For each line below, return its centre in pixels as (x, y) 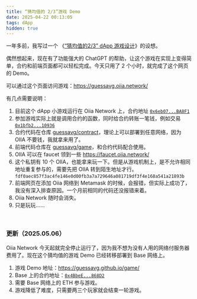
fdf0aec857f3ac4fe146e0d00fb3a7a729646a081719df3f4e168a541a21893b (99, 176)
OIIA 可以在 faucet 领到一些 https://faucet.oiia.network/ (82, 154)
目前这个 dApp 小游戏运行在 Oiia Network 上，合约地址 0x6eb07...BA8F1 (102, 111)
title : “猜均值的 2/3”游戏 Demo (43, 12)
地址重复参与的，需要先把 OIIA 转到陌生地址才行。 (76, 169)
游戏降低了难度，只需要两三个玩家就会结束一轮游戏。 (80, 290)
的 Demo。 (19, 73)
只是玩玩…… (30, 205)
